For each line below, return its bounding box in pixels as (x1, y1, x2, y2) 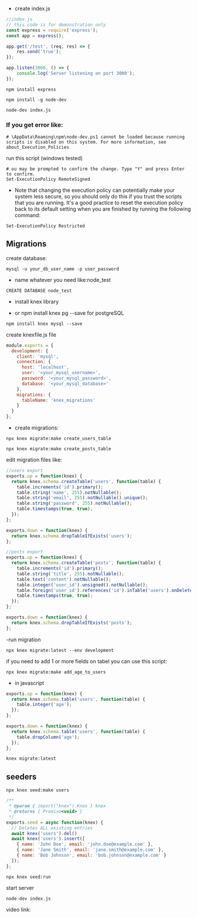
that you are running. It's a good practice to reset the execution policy (14, 199, 184, 207)
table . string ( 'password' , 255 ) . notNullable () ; (16, 500, 133, 507)
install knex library (14, 298, 59, 305)
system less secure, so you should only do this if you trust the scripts (14, 193, 182, 200)
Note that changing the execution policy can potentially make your (14, 187, 175, 194)
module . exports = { (6, 342, 54, 348)
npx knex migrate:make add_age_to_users (6, 669, 107, 675)
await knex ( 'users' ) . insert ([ (11, 836, 85, 842)
